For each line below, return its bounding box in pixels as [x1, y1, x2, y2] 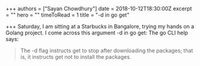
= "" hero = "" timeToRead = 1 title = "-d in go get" [5, 11, 130, 18]
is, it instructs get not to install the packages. [20, 54, 132, 60]
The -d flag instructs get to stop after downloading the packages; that [20, 47, 193, 54]
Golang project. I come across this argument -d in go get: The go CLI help [5, 29, 189, 36]
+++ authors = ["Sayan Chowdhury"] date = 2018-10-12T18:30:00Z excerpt [5, 5, 192, 12]
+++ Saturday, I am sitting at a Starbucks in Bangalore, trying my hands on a [5, 23, 195, 30]
